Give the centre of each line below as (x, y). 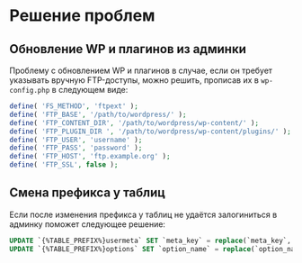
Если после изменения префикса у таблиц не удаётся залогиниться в (143, 214)
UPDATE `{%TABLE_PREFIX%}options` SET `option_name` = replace (130, 249)
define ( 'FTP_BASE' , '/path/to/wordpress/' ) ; (98, 114)
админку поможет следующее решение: (88, 224)
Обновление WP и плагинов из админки (128, 49)
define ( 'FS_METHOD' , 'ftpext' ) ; (74, 106)
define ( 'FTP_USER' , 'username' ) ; (76, 140)
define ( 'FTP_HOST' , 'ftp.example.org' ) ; (90, 157)
